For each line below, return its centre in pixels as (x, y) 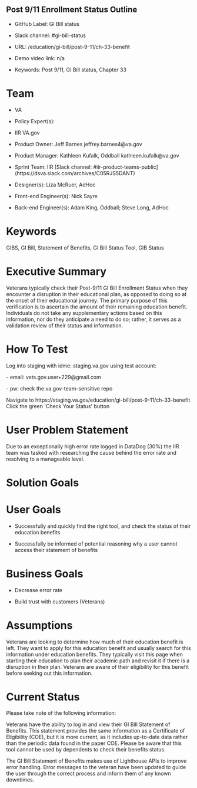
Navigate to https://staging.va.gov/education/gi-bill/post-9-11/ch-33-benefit (98, 400)
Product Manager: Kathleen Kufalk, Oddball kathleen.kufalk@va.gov (97, 155)
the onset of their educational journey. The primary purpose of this (87, 300)
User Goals (34, 509)
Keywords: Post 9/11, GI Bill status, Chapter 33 (70, 70)
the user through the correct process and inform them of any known (89, 774)
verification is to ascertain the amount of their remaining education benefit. (97, 307)
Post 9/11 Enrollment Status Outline (72, 10)
